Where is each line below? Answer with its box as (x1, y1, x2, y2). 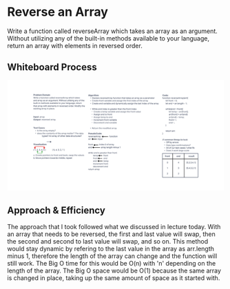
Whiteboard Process (7, 61, 98, 73)
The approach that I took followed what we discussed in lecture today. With (7, 222, 221, 231)
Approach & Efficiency (7, 204, 105, 216)
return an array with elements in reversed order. (7, 41, 143, 50)
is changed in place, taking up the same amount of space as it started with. (7, 273, 220, 282)
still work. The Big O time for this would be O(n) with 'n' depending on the (7, 259, 216, 267)
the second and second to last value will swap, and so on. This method (7, 237, 209, 245)
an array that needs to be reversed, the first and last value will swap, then (7, 230, 216, 238)
